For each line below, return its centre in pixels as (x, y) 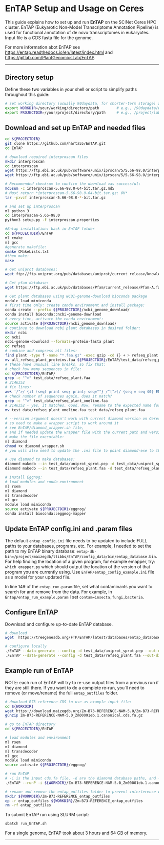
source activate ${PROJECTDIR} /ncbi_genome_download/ (61, 323)
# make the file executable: (35, 437)
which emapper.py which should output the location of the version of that (78, 567)
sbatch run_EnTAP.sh (26, 824)
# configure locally (26, 646)
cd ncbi (13, 337)
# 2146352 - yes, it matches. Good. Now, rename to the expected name (78, 405)
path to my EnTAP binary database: (40, 551)
